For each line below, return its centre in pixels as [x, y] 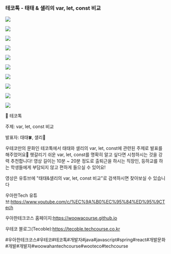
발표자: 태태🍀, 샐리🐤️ [25, 137]
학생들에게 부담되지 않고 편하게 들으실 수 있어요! [58, 167]
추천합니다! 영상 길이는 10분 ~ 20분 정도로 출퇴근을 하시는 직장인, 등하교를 [84, 161]
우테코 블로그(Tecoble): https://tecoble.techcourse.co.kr [63, 229]
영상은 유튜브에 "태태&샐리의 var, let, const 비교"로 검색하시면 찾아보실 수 [79, 178]
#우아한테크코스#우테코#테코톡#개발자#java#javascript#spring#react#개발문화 [85, 240]
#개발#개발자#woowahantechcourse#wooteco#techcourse [67, 246]
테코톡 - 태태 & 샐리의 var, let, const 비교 [53, 8]
